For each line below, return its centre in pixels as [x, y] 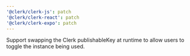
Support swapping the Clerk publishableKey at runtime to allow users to [95, 40]
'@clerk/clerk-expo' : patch [42, 23]
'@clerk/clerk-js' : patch [39, 12]
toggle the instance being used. [46, 46]
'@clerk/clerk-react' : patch [43, 17]
